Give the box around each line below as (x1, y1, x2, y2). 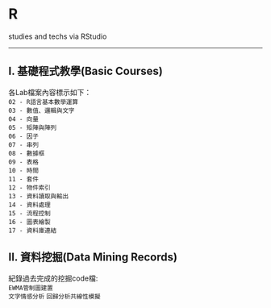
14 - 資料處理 (8, 201, 51, 209)
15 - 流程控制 (8, 209, 51, 218)
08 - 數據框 (8, 149, 45, 157)
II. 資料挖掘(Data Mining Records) (8, 251, 177, 264)
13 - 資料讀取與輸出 (8, 192, 69, 200)
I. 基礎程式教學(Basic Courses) (8, 65, 164, 78)
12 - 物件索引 (8, 183, 51, 192)
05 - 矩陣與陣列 (8, 123, 57, 131)
